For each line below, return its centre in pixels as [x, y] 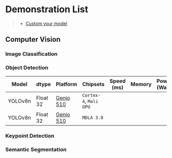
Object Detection [27, 68]
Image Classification [31, 54]
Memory [141, 84]
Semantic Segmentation [36, 150]
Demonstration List [47, 9]
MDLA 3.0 [93, 117]
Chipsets [93, 84]
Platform [67, 84]
